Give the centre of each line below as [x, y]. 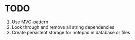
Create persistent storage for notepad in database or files [71, 32]
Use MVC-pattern [30, 22]
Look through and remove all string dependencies [63, 27]
